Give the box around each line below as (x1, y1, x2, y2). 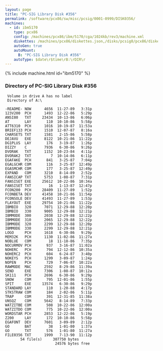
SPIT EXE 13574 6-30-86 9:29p (5, 281, 92, 286)
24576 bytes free (55, 341, 90, 346)
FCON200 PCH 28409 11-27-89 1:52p (5, 187, 92, 193)
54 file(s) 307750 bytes (20, 337, 79, 342)
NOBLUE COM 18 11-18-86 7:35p (5, 238, 92, 244)
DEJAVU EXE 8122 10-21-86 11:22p (5, 136, 92, 141)
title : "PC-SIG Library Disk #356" (5, 12, 77, 17)
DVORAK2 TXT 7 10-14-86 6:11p (5, 153, 92, 158)
